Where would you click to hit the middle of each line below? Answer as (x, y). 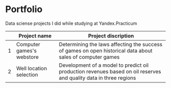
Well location (32, 68)
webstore (27, 57)
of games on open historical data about (106, 51)
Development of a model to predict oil (104, 65)
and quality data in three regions (97, 78)
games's (26, 51)
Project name (35, 35)
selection (27, 74)
